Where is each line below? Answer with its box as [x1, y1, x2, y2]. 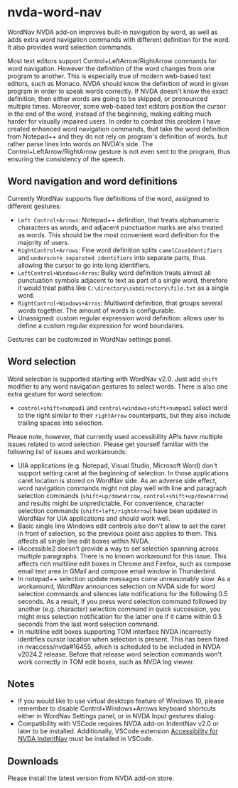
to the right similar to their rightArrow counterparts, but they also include [17, 411, 231, 419]
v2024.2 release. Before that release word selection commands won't [17, 649, 222, 658]
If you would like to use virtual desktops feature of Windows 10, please [17, 697, 225, 706]
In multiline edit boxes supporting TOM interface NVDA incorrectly [17, 627, 212, 636]
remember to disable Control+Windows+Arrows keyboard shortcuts [17, 704, 217, 713]
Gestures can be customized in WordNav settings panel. [7, 335, 173, 343]
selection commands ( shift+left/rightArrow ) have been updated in [17, 506, 217, 515]
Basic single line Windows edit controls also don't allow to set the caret [17, 522, 226, 530]
